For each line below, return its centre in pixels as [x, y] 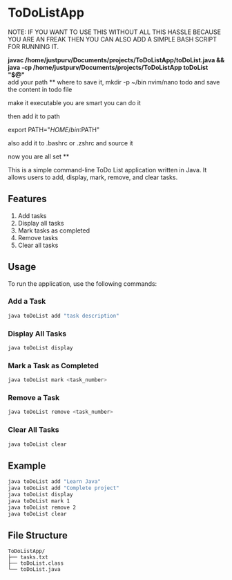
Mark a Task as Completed [54, 365]
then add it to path [34, 116]
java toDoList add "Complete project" [64, 488]
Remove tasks [38, 237]
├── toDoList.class [36, 563]
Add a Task [27, 301]
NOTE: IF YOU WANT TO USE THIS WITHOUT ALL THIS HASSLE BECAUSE [115, 32]
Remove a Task [34, 398]
